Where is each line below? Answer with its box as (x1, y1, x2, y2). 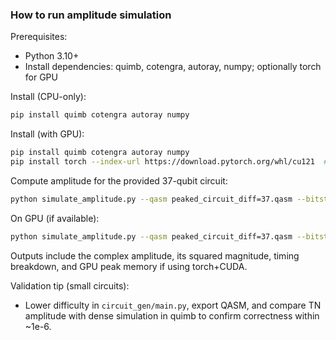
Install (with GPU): (10, 128, 85, 140)
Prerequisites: (10, 31, 68, 43)
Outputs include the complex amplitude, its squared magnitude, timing (10, 249, 300, 262)
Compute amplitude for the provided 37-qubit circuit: (10, 174, 228, 187)
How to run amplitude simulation (10, 8, 172, 22)
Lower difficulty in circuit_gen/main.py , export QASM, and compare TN (24, 299, 322, 311)
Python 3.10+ (24, 50, 80, 62)
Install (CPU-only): (10, 91, 87, 103)
